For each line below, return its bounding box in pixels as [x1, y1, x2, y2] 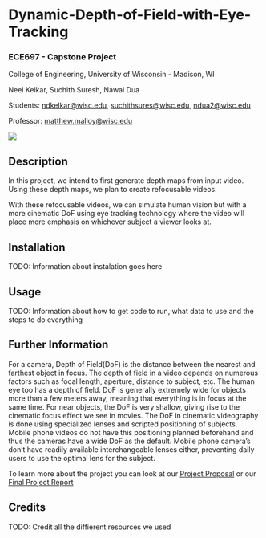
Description [8, 154, 68, 168]
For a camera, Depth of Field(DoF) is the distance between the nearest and [8, 359, 256, 369]
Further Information [8, 338, 109, 352]
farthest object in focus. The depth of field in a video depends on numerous [8, 368, 259, 377]
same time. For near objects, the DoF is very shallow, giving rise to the [8, 401, 240, 411]
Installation [8, 240, 66, 254]
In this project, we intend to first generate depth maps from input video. [8, 176, 244, 185]
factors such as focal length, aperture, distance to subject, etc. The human [8, 376, 255, 386]
